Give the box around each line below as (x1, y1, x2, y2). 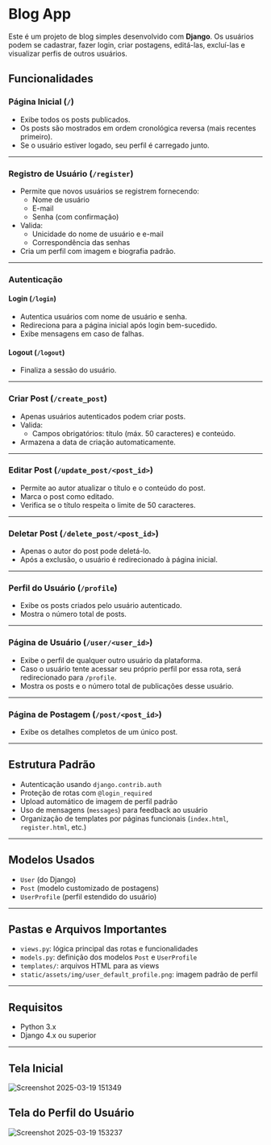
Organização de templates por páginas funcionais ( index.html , (19, 814, 229, 823)
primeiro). (19, 131, 53, 141)
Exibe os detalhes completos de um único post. (19, 727, 178, 737)
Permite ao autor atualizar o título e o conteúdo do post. (19, 483, 206, 493)
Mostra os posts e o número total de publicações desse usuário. (19, 681, 234, 690)
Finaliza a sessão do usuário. (19, 365, 117, 375)
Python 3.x (19, 1022, 56, 1032)
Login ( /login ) (8, 294, 56, 303)
